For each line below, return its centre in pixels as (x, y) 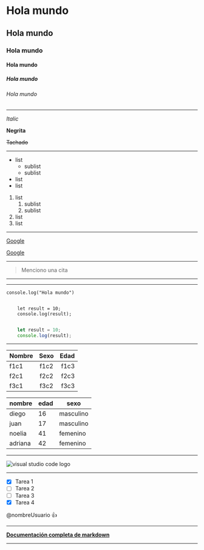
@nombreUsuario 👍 (32, 515)
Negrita (16, 130)
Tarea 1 (24, 482)
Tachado (17, 142)
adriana (20, 444)
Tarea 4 (25, 502)
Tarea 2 (25, 489)
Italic (12, 119)
